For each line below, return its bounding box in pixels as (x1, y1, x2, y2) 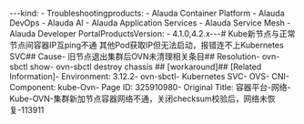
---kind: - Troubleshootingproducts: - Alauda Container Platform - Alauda (9, 8, 285, 18)
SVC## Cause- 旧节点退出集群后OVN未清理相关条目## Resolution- (9, 51, 260, 62)
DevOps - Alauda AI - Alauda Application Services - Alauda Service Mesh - (9, 17, 291, 28)
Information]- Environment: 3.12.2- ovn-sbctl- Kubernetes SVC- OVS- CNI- (9, 71, 289, 81)
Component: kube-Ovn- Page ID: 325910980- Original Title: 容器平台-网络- (9, 82, 291, 92)
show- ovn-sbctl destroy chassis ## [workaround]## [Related (29, 61, 262, 72)
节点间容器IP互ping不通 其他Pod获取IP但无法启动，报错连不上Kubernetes (9, 40, 284, 50)
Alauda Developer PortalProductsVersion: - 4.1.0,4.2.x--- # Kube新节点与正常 (9, 28, 296, 39)
